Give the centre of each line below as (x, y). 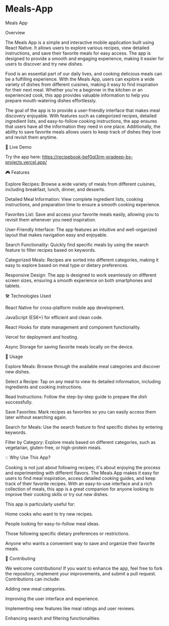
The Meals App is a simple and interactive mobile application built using (80, 42)
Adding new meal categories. (36, 589)
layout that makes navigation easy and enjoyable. (57, 235)
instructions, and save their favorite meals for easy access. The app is (78, 53)
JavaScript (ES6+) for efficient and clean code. (54, 317)
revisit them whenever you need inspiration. (51, 219)
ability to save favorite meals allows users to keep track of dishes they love (83, 131)
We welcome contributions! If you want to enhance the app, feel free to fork (84, 568)
